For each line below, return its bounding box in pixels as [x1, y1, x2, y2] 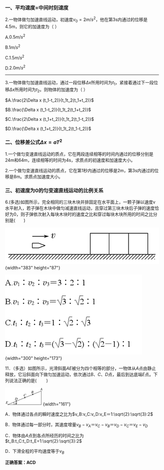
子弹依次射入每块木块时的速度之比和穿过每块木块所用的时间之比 [24, 211, 153, 217]
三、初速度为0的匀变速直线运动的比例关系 [5, 187, 103, 194]
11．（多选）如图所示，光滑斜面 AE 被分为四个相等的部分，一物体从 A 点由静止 [5, 365, 156, 371]
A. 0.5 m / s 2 [5, 33, 25, 40]
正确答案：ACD [5, 460, 36, 466]
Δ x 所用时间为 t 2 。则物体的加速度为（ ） [9, 87, 88, 93]
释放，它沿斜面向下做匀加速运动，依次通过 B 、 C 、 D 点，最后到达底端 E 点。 [5, 371, 154, 377]
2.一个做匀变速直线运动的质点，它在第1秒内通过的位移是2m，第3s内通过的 [5, 167, 155, 173]
